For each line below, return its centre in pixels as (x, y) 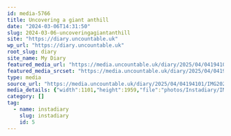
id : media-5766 (29, 13)
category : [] (26, 97)
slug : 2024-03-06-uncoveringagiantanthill (69, 33)
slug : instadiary (44, 115)
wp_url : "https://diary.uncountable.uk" (66, 45)
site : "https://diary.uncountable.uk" (63, 39)
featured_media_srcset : (41, 71)
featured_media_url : (37, 65)
